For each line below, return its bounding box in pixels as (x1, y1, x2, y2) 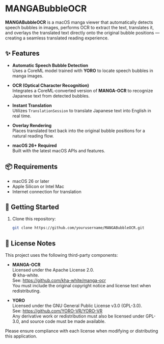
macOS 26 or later (12, 178, 50, 184)
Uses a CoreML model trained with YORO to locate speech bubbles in (12, 68, 154, 73)
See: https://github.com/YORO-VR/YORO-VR (12, 308, 103, 314)
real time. (12, 113, 31, 119)
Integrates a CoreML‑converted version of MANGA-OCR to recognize (12, 87, 153, 94)
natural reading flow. (12, 133, 54, 138)
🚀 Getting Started (5, 203, 59, 211)
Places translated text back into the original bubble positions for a (12, 128, 145, 134)
